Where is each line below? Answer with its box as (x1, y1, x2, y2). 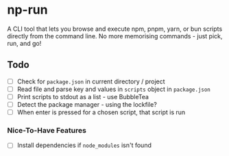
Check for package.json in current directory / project (16, 77, 166, 86)
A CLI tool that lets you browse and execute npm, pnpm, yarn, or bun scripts (7, 25, 223, 33)
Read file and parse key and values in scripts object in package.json (16, 85, 211, 93)
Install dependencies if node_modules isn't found (16, 141, 152, 149)
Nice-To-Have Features (7, 125, 87, 135)
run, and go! (7, 39, 42, 47)
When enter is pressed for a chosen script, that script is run (16, 108, 186, 116)
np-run (7, 2, 48, 18)
